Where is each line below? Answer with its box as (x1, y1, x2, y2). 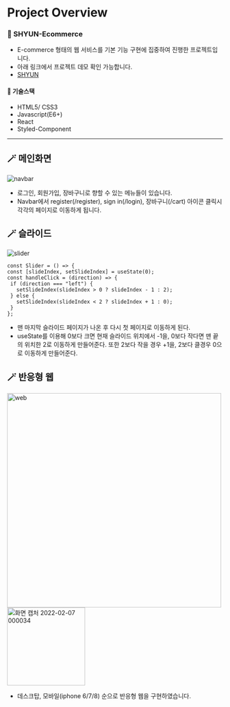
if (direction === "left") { (10, 280, 94, 287)
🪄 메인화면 (7, 153, 52, 165)
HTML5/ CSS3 (16, 103, 58, 111)
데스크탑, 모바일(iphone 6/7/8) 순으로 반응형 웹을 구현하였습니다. (16, 692, 192, 700)
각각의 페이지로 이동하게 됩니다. (16, 206, 101, 214)
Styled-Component (16, 125, 72, 133)
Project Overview (7, 5, 108, 21)
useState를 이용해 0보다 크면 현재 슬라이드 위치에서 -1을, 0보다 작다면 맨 (16, 332, 212, 340)
